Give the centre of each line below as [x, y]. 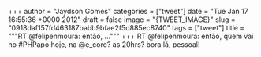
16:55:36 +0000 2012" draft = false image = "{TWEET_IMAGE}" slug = [122, 20]
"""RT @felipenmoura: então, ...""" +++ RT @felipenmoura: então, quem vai [131, 36]
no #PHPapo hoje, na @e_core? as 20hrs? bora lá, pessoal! [104, 45]
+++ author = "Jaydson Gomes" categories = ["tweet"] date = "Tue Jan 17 [128, 11]
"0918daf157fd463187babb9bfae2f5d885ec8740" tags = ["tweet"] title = [127, 28]
